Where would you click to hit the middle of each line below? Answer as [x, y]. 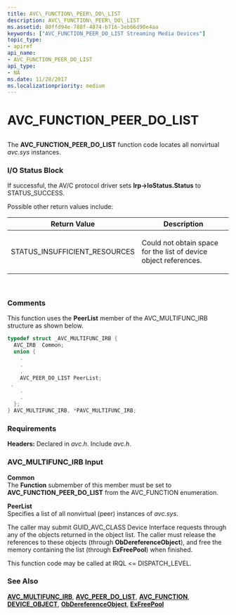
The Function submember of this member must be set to [90, 485]
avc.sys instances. [34, 152]
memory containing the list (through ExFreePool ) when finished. [100, 550]
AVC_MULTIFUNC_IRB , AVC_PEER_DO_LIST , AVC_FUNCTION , [98, 596]
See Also [23, 581]
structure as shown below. [45, 326]
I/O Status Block [35, 170]
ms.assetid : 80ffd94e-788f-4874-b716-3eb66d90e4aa [83, 27]
